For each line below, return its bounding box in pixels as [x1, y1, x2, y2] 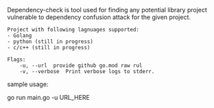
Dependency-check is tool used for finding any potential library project [7, 6, 208, 14]
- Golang [7, 32, 32, 39]
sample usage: [7, 80, 49, 88]
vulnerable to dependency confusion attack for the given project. [7, 13, 191, 21]
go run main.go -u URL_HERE [7, 94, 91, 101]
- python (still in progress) [7, 38, 94, 45]
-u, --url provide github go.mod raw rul [19, 62, 143, 69]
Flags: [7, 56, 26, 63]
